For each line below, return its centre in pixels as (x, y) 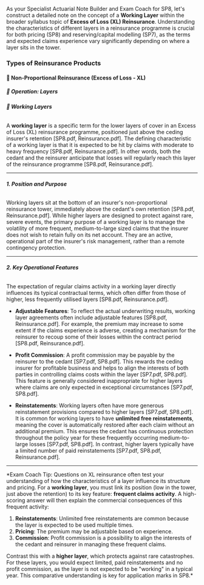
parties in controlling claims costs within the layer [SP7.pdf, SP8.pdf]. (101, 374)
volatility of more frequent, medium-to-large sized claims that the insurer (97, 228)
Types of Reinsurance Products (54, 63)
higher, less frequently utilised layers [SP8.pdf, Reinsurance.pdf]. (87, 299)
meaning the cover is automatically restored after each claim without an (104, 425)
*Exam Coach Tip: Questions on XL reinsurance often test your (85, 474)
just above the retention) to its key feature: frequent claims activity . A (94, 493)
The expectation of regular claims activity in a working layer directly (91, 286)
